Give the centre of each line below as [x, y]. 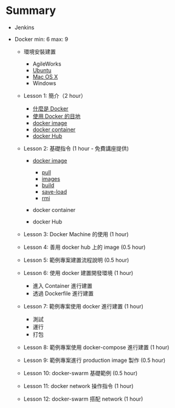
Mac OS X [45, 76]
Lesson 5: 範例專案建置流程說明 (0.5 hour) [76, 260]
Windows [44, 83]
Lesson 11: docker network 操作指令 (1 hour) [79, 386]
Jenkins [24, 27]
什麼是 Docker [50, 108]
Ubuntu [42, 70]
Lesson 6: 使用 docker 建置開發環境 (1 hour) [78, 273]
